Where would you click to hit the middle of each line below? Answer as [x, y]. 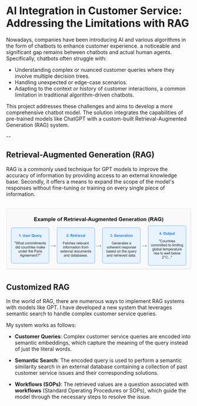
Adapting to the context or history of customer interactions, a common [100, 88]
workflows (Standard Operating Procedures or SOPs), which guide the [100, 391]
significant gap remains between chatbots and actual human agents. [89, 52]
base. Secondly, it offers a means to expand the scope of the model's [90, 181]
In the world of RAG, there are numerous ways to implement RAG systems [95, 301]
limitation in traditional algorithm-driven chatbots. [74, 95]
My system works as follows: [41, 325]
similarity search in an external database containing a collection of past [101, 367]
